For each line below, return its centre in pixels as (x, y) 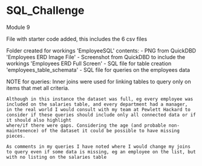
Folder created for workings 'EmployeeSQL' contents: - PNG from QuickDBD (101, 50)
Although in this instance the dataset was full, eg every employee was (100, 99)
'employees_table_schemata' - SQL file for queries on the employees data (98, 69)
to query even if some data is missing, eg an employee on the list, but (101, 152)
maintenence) (23, 130)
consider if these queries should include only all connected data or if (101, 115)
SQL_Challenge (45, 11)
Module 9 (18, 27)
